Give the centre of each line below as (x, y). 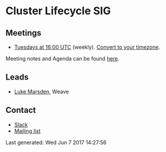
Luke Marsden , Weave (41, 91)
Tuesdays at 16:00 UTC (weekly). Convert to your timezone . (87, 47)
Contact (21, 110)
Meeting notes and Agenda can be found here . (63, 58)
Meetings (24, 33)
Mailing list (27, 131)
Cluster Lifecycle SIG (58, 11)
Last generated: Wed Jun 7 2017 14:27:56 (56, 142)
